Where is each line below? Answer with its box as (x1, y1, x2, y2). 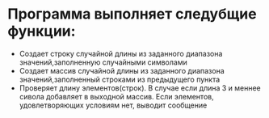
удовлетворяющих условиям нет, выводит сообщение (19, 100, 208, 110)
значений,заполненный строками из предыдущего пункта (19, 74, 221, 84)
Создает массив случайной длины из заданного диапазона (19, 65, 225, 75)
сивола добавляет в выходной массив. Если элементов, (19, 91, 215, 101)
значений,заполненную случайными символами (19, 57, 187, 67)
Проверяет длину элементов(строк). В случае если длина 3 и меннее (19, 82, 262, 93)
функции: (7, 22, 76, 40)
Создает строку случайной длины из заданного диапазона (19, 48, 223, 58)
